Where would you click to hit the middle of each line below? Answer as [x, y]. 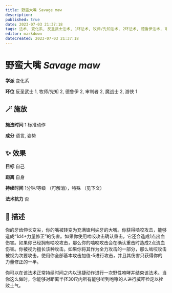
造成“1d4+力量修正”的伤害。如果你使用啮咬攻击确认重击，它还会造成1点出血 [85, 236]
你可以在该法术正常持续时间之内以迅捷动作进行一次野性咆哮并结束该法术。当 [86, 273]
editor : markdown [24, 34]
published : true [23, 19]
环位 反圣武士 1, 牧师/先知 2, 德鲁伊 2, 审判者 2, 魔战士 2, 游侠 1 [71, 91]
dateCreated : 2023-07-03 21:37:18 [42, 39]
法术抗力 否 [17, 199]
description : [19, 15]
